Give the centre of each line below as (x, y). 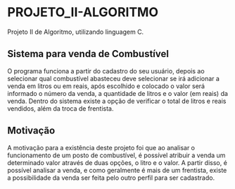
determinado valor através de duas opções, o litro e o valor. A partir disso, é (117, 162)
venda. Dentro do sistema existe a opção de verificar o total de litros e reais (117, 101)
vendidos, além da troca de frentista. (61, 108)
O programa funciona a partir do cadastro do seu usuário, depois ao (106, 71)
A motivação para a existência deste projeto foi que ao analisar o (101, 147)
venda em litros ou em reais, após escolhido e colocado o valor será (106, 86)
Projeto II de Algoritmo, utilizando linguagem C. (76, 32)
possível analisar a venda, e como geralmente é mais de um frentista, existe (117, 170)
